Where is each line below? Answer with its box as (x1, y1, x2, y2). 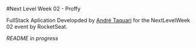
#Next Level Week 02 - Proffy (6, 5, 81, 12)
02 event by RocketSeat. (6, 23, 68, 30)
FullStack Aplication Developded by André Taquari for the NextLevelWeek (6, 17, 191, 23)
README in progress (6, 35, 59, 41)
